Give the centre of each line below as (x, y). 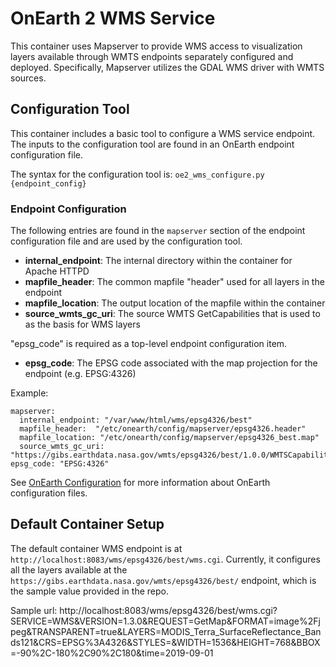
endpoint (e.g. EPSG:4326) (80, 374)
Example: (29, 393)
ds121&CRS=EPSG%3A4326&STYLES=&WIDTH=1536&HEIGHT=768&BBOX (165, 642)
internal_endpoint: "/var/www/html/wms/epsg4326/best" (136, 420)
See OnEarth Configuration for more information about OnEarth (140, 483)
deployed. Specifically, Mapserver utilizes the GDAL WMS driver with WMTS (167, 67)
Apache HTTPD (57, 271)
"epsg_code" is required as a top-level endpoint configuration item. (149, 344)
